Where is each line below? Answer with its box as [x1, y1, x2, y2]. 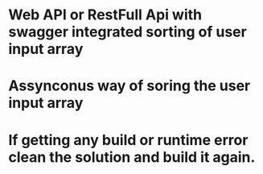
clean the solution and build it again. [8, 147, 256, 166]
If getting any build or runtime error [8, 130, 249, 149]
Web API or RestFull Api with [8, 6, 203, 24]
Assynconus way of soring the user [8, 77, 251, 95]
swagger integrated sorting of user [8, 23, 247, 41]
